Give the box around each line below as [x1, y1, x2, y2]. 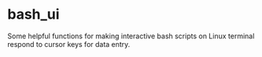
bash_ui [7, 5, 60, 23]
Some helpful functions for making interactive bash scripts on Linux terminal [7, 31, 255, 41]
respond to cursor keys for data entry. [7, 39, 131, 48]
